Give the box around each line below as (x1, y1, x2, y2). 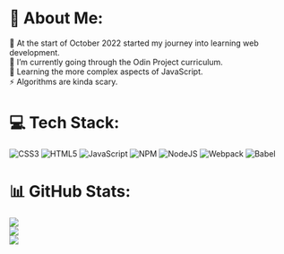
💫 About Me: (9, 8, 104, 29)
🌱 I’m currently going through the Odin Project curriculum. (9, 56, 224, 67)
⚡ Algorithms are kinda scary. (9, 76, 118, 87)
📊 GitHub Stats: (9, 182, 132, 202)
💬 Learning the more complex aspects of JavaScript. (9, 66, 203, 77)
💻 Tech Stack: (9, 113, 120, 133)
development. (9, 47, 60, 57)
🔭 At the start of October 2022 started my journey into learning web (9, 38, 260, 48)
